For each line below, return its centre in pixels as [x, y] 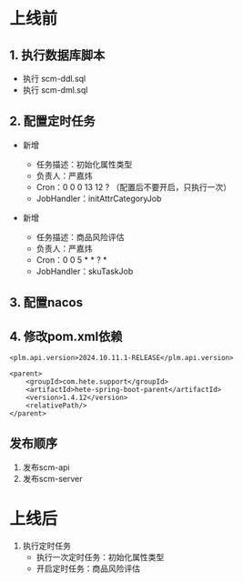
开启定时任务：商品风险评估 [88, 568]
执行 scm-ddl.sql [54, 79]
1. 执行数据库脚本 [57, 55]
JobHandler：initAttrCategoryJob [99, 198]
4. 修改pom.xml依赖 [66, 336]
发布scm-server [52, 478]
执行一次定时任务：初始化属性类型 [100, 557]
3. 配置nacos [46, 302]
